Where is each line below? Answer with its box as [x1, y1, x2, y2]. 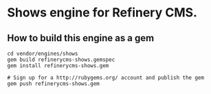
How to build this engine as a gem [7, 32, 155, 44]
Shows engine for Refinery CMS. [7, 5, 198, 21]
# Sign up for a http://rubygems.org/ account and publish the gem [7, 74, 205, 81]
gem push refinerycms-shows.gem [7, 80, 100, 87]
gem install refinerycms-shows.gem [7, 62, 109, 69]
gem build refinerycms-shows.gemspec [7, 56, 115, 63]
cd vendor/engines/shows [7, 50, 78, 57]
